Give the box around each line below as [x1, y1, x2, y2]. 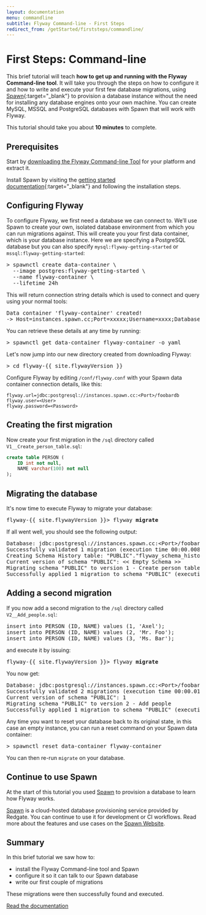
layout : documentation [6, 9, 64, 15]
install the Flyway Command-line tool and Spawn [15, 865, 139, 873]
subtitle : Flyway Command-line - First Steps [6, 20, 124, 26]
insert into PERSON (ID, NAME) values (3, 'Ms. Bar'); [6, 635, 175, 641]
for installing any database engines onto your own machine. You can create [6, 99, 197, 106]
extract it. [6, 164, 31, 172]
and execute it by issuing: [6, 646, 71, 654]
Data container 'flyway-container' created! [6, 309, 143, 316]
